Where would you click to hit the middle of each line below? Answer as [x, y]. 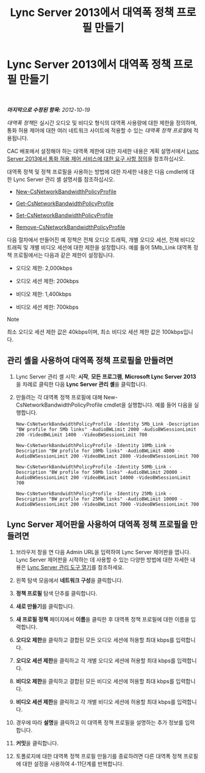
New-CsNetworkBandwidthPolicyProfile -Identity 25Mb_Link [91, 494]
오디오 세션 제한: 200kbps [47, 281]
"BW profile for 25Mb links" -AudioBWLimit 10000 [113, 499]
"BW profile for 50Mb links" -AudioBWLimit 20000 [113, 472]
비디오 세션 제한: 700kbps [47, 307]
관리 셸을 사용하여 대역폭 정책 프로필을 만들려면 [90, 361]
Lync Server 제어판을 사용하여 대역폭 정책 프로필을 [98, 524]
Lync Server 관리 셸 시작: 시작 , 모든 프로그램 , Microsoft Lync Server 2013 [106, 376]
